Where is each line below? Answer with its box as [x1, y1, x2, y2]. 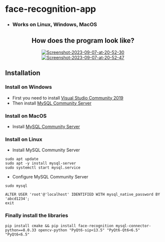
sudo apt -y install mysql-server [5, 161, 77, 166]
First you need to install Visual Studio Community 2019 [12, 95, 124, 101]
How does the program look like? [31, 36, 135, 45]
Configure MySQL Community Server [12, 174, 88, 180]
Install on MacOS [5, 112, 47, 119]
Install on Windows [5, 84, 52, 91]
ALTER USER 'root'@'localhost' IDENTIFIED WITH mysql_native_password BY [5, 192, 161, 197]
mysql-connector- [115, 223, 152, 228]
